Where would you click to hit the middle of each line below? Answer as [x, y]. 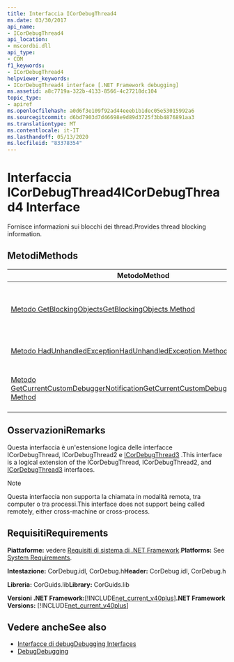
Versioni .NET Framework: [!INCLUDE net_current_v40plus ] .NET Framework [116, 598]
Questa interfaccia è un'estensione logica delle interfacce [90, 447]
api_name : [22, 26]
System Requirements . [40, 557]
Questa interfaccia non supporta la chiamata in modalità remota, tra [104, 496]
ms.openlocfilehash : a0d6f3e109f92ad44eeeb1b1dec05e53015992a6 [101, 111]
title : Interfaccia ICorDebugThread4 [62, 14]
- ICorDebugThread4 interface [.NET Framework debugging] [93, 85]
